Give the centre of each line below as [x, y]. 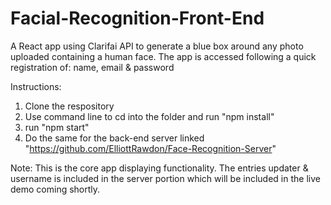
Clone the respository [69, 106]
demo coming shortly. [55, 189]
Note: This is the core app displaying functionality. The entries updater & [159, 168]
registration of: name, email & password [92, 67]
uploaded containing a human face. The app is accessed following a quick [163, 56]
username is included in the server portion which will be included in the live [165, 178]
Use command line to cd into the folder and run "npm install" [149, 116]
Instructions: [36, 86]
